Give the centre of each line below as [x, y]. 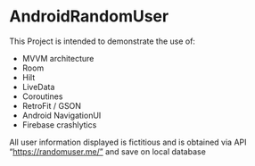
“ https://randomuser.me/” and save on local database [108, 151]
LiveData [38, 87]
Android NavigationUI [62, 115]
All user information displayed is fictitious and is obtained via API [128, 142]
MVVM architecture [58, 58]
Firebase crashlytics [59, 124]
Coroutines [42, 96]
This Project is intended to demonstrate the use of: [103, 41]
